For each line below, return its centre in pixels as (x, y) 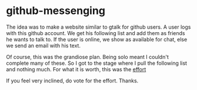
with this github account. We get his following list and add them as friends (96, 33)
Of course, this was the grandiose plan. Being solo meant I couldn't (87, 57)
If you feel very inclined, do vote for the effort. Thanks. (72, 81)
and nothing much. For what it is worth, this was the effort (76, 69)
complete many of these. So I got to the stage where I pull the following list (96, 63)
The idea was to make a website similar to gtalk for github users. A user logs (98, 27)
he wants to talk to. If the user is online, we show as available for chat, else (97, 39)
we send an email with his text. (44, 46)
